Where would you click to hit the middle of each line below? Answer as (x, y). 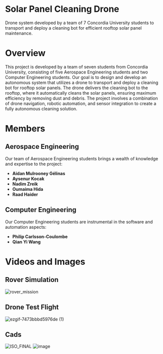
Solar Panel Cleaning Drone (62, 9)
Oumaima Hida (28, 189)
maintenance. (19, 33)
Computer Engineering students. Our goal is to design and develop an (76, 77)
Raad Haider (25, 194)
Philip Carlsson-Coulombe (40, 236)
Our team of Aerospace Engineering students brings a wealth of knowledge (82, 158)
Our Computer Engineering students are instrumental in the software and (79, 222)
